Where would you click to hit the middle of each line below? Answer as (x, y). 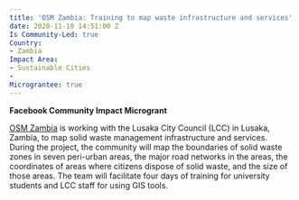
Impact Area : (34, 59)
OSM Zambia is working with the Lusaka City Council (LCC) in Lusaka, (140, 128)
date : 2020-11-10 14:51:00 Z (64, 26)
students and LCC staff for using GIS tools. (89, 185)
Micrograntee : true (46, 85)
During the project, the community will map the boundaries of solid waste (146, 147)
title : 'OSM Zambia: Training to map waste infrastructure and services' (151, 18)
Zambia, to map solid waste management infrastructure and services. (139, 137)
